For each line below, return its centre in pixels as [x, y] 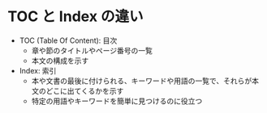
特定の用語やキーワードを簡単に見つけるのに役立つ [117, 101]
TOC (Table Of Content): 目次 [68, 40]
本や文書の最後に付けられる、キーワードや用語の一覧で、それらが [142, 81]
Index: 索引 [38, 70]
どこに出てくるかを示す [85, 90]
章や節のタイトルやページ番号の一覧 [92, 50]
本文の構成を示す [60, 61]
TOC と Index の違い [75, 17]
